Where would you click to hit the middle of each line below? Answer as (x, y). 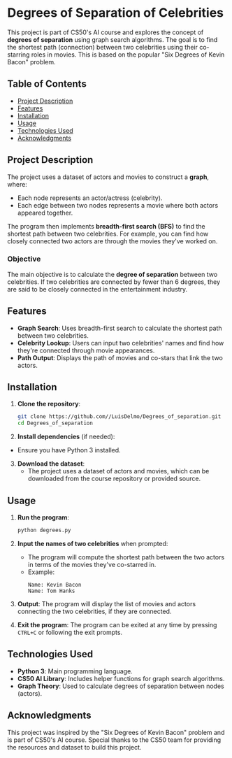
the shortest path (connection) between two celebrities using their (102, 47)
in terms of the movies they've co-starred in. (92, 564)
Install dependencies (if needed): (66, 437)
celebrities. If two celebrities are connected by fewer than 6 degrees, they (114, 282)
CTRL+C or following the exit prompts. (70, 632)
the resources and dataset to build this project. (74, 747)
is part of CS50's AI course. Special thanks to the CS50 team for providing (114, 740)
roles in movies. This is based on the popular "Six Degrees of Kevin (128, 55)
